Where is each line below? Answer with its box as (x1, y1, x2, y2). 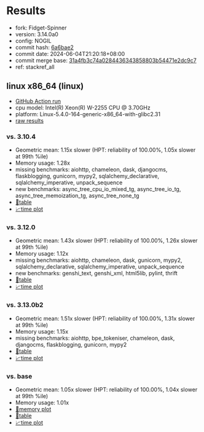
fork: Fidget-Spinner (15, 24, 67, 31)
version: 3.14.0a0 (15, 30, 58, 37)
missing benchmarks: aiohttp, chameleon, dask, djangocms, (15, 166, 168, 173)
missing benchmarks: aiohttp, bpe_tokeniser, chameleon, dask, (15, 334, 175, 342)
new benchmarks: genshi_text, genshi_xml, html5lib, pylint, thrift (15, 270, 178, 277)
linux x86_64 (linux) (6, 81, 84, 92)
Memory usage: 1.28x (15, 159, 71, 167)
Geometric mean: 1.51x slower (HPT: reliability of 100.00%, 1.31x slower (15, 315, 195, 322)
